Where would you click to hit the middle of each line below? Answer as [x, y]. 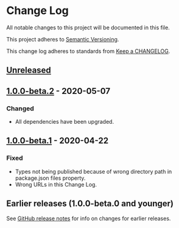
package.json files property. [50, 178]
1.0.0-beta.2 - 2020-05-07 [58, 91]
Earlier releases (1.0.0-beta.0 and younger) [90, 204]
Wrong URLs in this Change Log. [56, 184]
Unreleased [29, 70]
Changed [20, 109]
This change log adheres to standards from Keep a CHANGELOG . [88, 51]
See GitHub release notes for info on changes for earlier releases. [89, 218]
